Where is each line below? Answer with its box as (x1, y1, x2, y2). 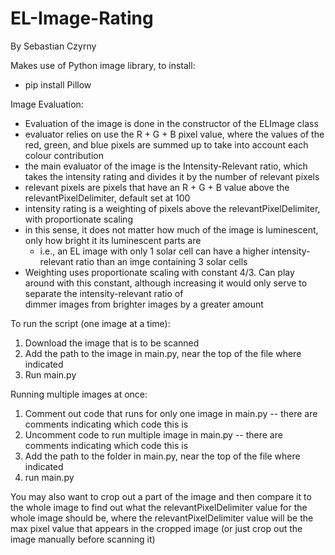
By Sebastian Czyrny (10, 40, 97, 52)
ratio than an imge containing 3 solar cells (75, 255, 248, 267)
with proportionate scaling (24, 213, 133, 225)
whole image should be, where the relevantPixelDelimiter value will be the (10, 512, 314, 524)
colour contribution (24, 149, 104, 161)
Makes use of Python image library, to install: (10, 59, 196, 71)
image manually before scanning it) (10, 533, 156, 545)
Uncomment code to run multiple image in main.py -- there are (24, 428, 283, 441)
